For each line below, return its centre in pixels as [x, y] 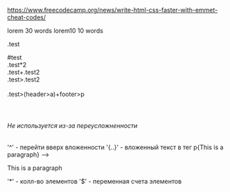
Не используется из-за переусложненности [72, 126]
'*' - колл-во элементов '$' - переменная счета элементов [95, 181]
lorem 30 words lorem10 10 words [55, 31]
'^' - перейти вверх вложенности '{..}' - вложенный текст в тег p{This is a [115, 147]
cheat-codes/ [27, 17]
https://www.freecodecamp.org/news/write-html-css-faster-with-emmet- [113, 10]
